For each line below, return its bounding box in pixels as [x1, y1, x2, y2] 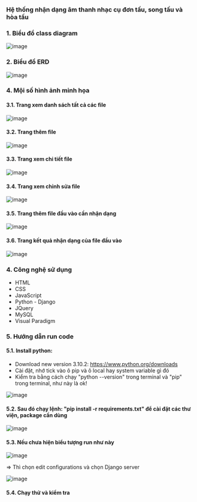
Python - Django [14, 298, 56, 305]
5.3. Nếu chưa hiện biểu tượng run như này [6, 438, 115, 445]
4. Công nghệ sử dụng [6, 265, 72, 274]
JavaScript [14, 292, 42, 299]
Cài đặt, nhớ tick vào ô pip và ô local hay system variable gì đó [14, 367, 169, 375]
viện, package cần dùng [6, 411, 68, 418]
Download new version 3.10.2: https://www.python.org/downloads [14, 361, 178, 368]
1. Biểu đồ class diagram [6, 29, 78, 37]
